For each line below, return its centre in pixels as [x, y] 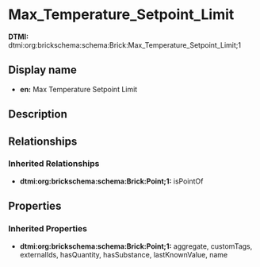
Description [38, 114]
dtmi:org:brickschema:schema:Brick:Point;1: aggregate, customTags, [136, 246]
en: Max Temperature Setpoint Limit [78, 89]
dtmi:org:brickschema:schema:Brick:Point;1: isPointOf [111, 181]
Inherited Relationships [54, 164]
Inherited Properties [48, 229]
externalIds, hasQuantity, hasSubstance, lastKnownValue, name [124, 254]
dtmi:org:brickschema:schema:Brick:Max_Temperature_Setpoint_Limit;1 [125, 44]
